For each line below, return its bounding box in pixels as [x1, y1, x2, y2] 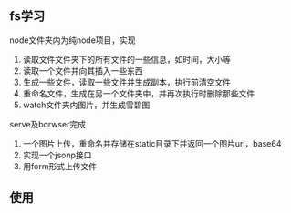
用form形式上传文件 [22, 160, 98, 171]
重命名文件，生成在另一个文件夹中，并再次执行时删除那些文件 [22, 87, 255, 98]
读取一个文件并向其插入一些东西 [22, 65, 143, 76]
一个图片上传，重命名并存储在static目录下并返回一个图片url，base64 [22, 137, 282, 148]
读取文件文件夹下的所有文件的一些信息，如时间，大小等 [22, 54, 231, 65]
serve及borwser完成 [9, 118, 87, 129]
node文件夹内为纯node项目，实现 [9, 35, 136, 46]
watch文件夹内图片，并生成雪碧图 [22, 99, 151, 110]
